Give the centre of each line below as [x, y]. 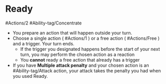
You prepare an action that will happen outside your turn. [72, 33]
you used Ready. [30, 76]
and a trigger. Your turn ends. [44, 43]
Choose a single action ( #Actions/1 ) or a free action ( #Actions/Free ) [86, 38]
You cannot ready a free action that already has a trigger [80, 60]
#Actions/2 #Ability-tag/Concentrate [44, 23]
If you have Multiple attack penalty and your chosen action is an [81, 65]
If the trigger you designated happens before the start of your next [90, 49]
